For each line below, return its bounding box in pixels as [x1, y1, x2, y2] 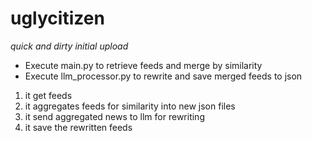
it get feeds [24, 89, 73, 101]
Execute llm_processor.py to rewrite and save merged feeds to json [24, 70, 303, 82]
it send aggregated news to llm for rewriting [24, 110, 205, 122]
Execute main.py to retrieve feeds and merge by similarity [24, 59, 263, 71]
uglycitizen [10, 7, 105, 30]
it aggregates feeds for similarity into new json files [24, 100, 236, 112]
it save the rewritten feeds [24, 121, 133, 133]
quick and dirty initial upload [10, 40, 129, 52]
